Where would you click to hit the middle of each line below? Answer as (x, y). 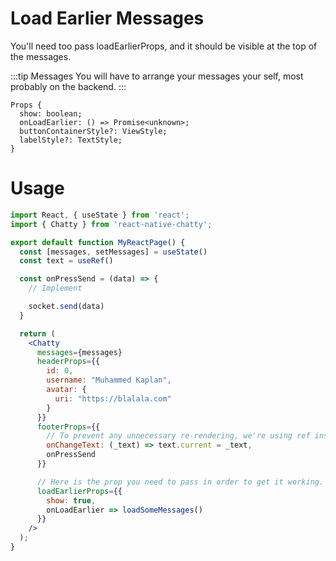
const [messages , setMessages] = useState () (113, 252)
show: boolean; (51, 113)
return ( (37, 333)
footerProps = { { (68, 427)
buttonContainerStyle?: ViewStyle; (93, 131)
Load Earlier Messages (107, 18)
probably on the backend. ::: (68, 86)
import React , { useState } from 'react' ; (100, 215)
